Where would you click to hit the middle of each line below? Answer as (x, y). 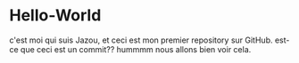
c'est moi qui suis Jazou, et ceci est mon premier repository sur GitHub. (141, 40)
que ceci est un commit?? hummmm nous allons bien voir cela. (136, 49)
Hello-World (55, 16)
